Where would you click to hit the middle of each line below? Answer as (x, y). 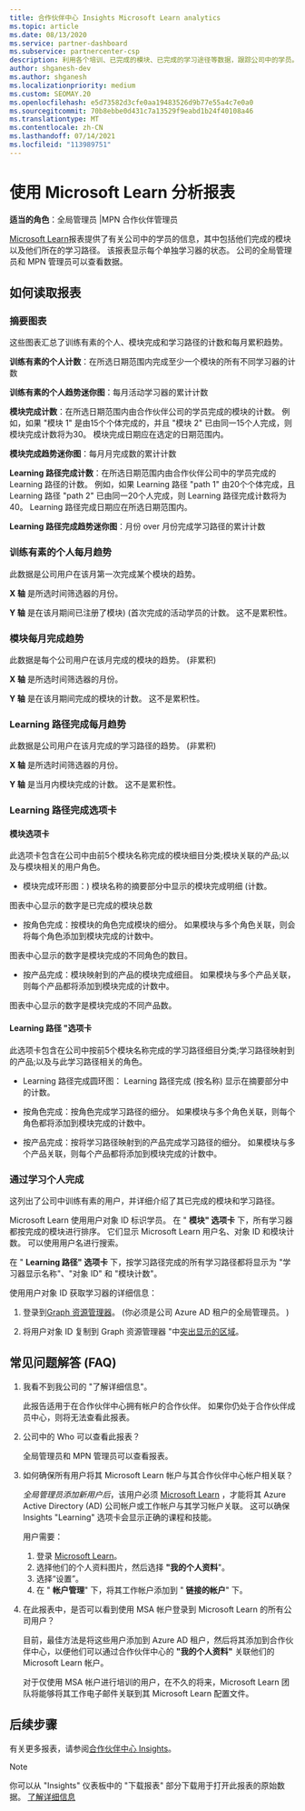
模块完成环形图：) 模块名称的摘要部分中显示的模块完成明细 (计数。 (147, 886)
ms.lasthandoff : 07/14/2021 (63, 136)
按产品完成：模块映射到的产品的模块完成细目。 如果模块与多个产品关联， (159, 975)
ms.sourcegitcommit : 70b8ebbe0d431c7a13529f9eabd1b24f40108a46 (132, 111)
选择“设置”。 (59, 1578)
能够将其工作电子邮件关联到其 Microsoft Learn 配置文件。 (146, 1693)
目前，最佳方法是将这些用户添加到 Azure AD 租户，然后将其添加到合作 (154, 1640)
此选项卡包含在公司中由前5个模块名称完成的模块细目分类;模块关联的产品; (145, 855)
